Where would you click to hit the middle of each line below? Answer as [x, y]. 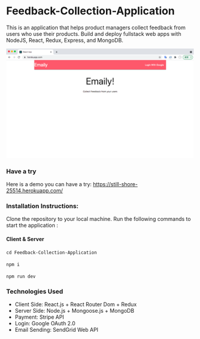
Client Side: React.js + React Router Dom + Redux [76, 304]
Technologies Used [35, 291]
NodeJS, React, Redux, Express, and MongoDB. [65, 40]
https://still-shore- [115, 184]
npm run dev [21, 276]
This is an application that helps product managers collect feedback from [96, 27]
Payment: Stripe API [39, 317]
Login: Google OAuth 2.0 [45, 323]
